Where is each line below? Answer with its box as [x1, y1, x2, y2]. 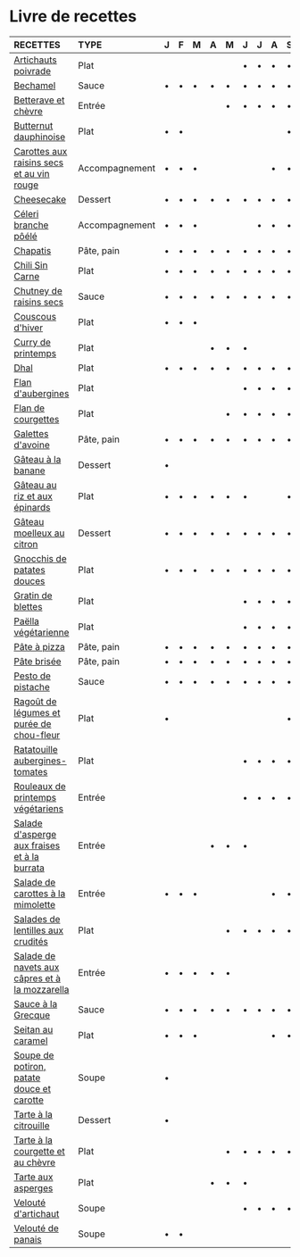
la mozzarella [13, 983, 70, 995]
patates [13, 563, 46, 576]
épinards [13, 501, 51, 513]
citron [13, 537, 38, 550]
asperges [13, 1181, 54, 1194]
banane [13, 464, 46, 477]
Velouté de [13, 1221, 60, 1234]
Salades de [13, 912, 61, 925]
